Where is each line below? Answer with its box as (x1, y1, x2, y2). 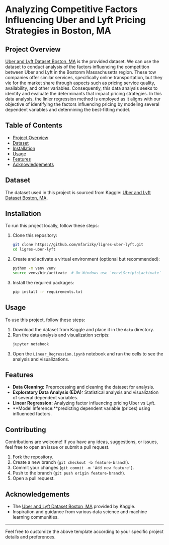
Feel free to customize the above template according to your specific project (5, 528, 164, 534)
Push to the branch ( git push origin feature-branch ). (12, 470, 126, 476)
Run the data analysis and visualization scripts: (12, 332, 110, 338)
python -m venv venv (12, 266, 56, 271)
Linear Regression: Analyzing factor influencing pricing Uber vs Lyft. (12, 400, 156, 406)
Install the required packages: (12, 279, 74, 285)
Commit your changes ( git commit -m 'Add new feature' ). (12, 465, 134, 471)
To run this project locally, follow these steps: (5, 223, 99, 229)
